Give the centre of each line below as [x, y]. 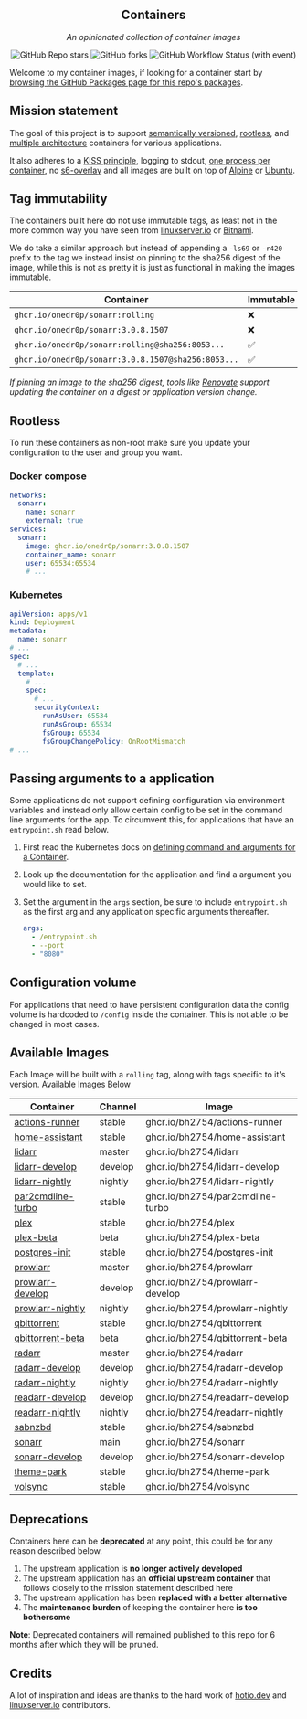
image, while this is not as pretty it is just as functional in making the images [152, 268]
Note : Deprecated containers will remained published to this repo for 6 [143, 1635]
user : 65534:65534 [61, 563]
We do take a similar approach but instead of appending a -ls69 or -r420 [146, 248]
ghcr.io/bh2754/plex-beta [203, 1237]
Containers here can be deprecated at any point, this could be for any [141, 1541]
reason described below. [56, 1551]
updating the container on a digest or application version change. [133, 392]
